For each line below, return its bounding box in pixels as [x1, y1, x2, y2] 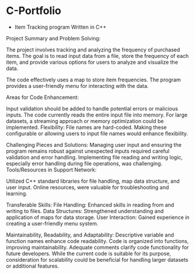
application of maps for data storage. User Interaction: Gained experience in [6, 214, 190, 221]
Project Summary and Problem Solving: [6, 35, 101, 42]
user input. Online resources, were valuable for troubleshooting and [6, 183, 169, 191]
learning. [6, 190, 28, 197]
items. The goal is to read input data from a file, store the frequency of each [6, 52, 189, 59]
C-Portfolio [6, 4, 61, 18]
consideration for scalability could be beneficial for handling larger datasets [6, 256, 189, 263]
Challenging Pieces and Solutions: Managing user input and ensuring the [6, 141, 182, 148]
